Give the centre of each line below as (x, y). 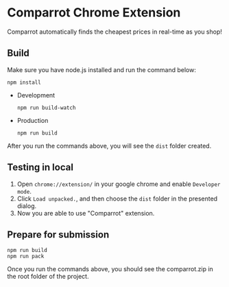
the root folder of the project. (48, 277)
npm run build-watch (46, 108)
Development (36, 95)
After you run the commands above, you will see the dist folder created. (109, 146)
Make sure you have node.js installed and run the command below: (102, 69)
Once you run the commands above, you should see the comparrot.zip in (110, 269)
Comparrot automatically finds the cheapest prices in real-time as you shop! (115, 32)
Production (33, 120)
